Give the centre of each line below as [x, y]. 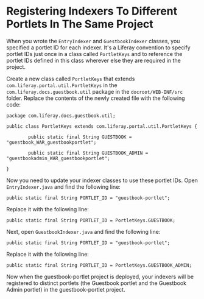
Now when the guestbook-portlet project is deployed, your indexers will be [100, 276]
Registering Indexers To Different [92, 11]
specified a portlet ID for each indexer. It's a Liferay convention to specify [98, 47]
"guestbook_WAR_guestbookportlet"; [51, 142]
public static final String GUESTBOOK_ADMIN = [88, 153]
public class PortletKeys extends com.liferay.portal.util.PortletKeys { [102, 126]
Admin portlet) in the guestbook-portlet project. [66, 289]
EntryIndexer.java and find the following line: [63, 186]
